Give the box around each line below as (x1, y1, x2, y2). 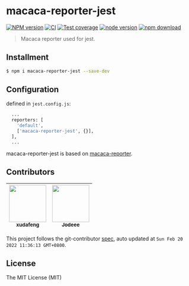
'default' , (17, 123, 44, 128)
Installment (6, 52, 49, 63)
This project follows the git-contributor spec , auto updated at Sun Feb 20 (6, 235, 183, 242)
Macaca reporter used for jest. (20, 35, 95, 42)
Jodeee (61, 221, 80, 229)
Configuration (6, 85, 59, 95)
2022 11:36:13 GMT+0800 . (6, 241, 66, 248)
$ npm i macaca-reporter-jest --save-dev (6, 68, 110, 74)
